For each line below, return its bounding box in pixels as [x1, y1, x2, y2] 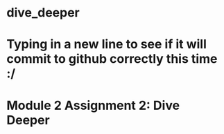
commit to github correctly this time [6, 51, 218, 67]
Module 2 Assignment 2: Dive [6, 97, 180, 113]
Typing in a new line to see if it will [6, 37, 207, 52]
